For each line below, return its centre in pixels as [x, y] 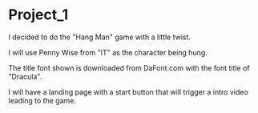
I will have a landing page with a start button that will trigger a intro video [128, 92]
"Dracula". [25, 76]
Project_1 [38, 15]
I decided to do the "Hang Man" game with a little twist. [99, 37]
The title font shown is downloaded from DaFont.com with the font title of [129, 68]
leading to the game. [42, 100]
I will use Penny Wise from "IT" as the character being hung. [108, 52]
